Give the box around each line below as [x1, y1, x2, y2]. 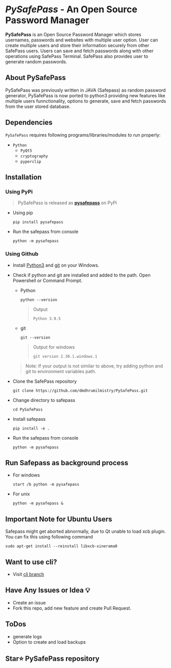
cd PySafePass [12, 407, 43, 412]
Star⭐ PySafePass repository [5, 654, 100, 663]
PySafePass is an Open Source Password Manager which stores [5, 31, 141, 37]
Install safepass [12, 416, 46, 422]
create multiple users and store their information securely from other [5, 42, 150, 48]
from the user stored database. [5, 103, 70, 110]
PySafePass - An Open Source [5, 4, 138, 15]
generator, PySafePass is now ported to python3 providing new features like [5, 92, 165, 98]
